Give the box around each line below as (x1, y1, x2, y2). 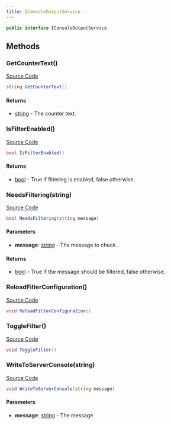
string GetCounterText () (6, 84, 67, 90)
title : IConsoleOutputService (6, 8, 81, 15)
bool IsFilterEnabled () (6, 149, 65, 156)
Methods (6, 41, 40, 51)
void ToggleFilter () (6, 347, 57, 353)
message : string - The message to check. (14, 241, 117, 249)
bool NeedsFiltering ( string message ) (6, 215, 99, 221)
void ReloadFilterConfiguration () (6, 308, 92, 314)
